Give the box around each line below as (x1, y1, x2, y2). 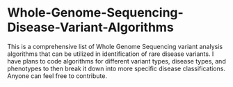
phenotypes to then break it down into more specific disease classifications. (7, 64, 226, 72)
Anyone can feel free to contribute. (7, 71, 108, 80)
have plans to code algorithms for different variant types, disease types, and (7, 57, 226, 65)
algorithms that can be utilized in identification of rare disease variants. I (7, 50, 214, 58)
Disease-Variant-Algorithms (7, 19, 174, 35)
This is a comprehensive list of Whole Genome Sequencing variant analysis (7, 42, 223, 50)
